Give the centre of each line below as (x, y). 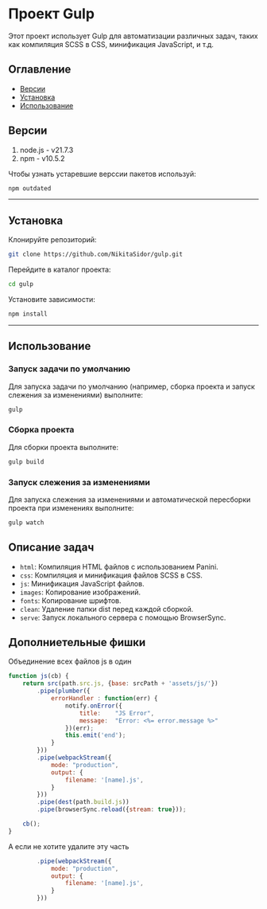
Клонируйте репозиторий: (52, 240)
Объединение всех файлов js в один (70, 661)
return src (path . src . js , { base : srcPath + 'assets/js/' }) (120, 684)
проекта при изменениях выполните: (71, 507)
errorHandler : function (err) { (104, 699)
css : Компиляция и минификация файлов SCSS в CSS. (111, 575)
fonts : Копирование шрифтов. (70, 600)
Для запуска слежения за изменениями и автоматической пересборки (130, 500)
